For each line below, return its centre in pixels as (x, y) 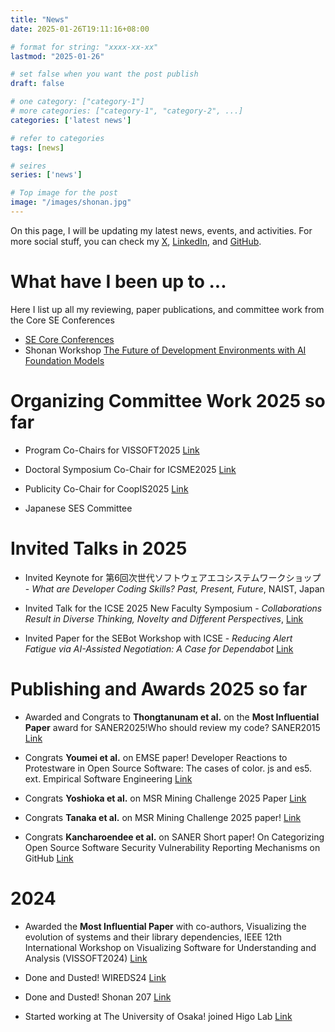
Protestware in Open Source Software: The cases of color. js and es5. (168, 768)
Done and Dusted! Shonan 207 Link (98, 997)
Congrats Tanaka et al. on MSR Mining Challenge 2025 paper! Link (163, 817)
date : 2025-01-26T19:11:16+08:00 (80, 29)
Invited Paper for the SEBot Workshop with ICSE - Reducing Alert (158, 638)
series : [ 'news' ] (46, 175)
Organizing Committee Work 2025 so (168, 401)
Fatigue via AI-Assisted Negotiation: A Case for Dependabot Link (159, 648)
